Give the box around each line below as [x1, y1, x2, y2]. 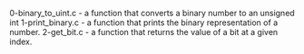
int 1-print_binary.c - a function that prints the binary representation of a [9, 17, 279, 28]
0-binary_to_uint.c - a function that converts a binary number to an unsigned [9, 8, 295, 18]
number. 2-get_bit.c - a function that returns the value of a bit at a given [9, 27, 279, 37]
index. [9, 36, 33, 47]
